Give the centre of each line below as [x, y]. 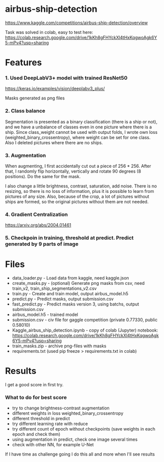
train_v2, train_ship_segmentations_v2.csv [54, 288]
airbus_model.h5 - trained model [45, 315]
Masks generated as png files [35, 98]
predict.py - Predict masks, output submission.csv [63, 299]
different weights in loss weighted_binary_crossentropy [68, 413]
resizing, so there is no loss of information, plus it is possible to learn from [80, 191]
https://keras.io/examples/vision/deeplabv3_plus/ [55, 89]
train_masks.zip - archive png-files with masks [59, 346]
